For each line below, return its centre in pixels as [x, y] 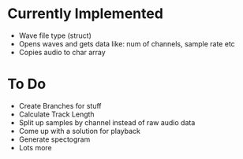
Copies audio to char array [62, 52]
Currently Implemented [85, 14]
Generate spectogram [54, 139]
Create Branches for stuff [60, 105]
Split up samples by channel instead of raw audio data [107, 122]
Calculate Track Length [57, 114]
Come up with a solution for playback [80, 131]
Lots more [35, 147]
